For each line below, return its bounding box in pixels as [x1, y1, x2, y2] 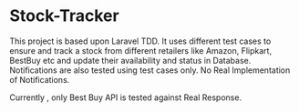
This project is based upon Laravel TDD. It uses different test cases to [9, 36, 272, 46]
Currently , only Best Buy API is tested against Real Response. [9, 92, 242, 103]
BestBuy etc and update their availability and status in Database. [9, 55, 252, 66]
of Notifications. [9, 74, 70, 85]
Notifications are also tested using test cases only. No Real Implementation [9, 65, 291, 76]
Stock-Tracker [9, 5, 120, 26]
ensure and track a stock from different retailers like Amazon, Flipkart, [9, 45, 272, 56]
